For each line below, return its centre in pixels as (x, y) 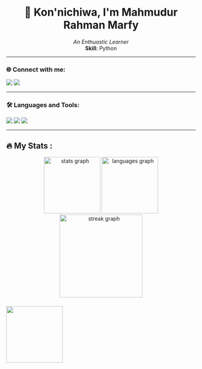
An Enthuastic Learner (101, 42)
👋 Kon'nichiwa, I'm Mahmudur (101, 12)
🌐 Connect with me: (36, 69)
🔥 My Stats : (29, 146)
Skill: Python (101, 48)
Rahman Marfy (101, 25)
